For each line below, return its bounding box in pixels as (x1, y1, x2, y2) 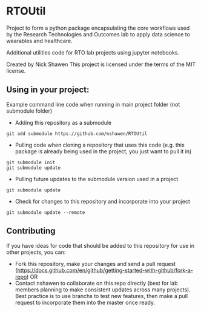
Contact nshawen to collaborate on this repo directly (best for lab (15, 279, 178, 287)
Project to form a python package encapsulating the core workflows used (6, 24, 190, 32)
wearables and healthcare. (6, 37, 73, 44)
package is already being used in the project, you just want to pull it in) (15, 147, 192, 155)
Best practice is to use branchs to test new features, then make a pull (15, 292, 188, 299)
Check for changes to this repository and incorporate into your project (15, 197, 191, 205)
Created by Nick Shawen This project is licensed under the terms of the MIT (6, 61, 196, 68)
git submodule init (6, 159, 56, 165)
